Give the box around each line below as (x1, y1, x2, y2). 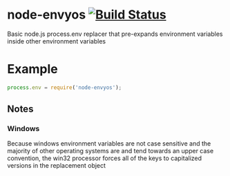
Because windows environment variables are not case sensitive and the (7, 139, 211, 148)
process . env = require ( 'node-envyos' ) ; (7, 84, 122, 91)
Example (7, 61, 58, 77)
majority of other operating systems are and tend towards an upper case (7, 147, 214, 155)
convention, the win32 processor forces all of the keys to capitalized (7, 154, 202, 162)
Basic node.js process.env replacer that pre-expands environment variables (7, 30, 223, 38)
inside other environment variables (7, 37, 106, 45)
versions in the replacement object (7, 162, 106, 170)
